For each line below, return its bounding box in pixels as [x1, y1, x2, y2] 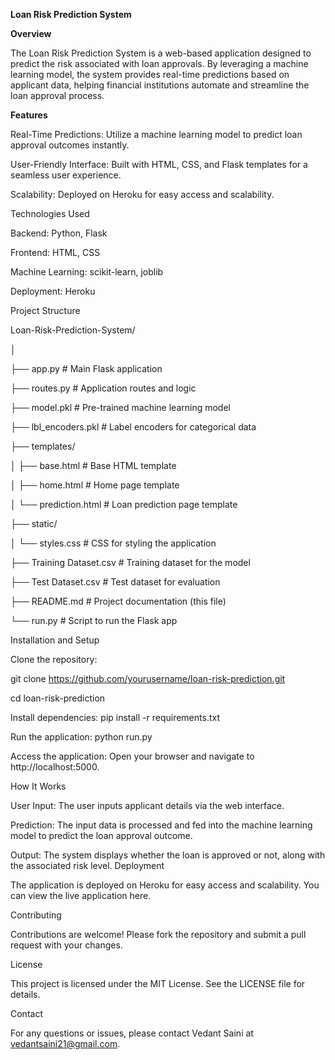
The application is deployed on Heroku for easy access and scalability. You [10, 879, 320, 891]
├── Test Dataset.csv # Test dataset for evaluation [10, 576, 221, 588]
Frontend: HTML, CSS [10, 247, 101, 258]
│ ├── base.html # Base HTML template [10, 460, 177, 471]
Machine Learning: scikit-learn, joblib [10, 266, 164, 278]
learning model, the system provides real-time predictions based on [10, 69, 290, 80]
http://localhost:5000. [10, 761, 100, 773]
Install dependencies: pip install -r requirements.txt [10, 712, 220, 723]
